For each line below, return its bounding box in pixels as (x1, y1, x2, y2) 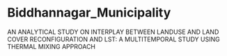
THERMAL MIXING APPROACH (7, 42, 96, 50)
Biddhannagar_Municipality (7, 5, 171, 21)
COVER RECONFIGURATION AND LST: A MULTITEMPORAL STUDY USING (7, 35, 221, 43)
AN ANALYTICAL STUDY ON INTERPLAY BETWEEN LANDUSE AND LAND (7, 28, 219, 36)
